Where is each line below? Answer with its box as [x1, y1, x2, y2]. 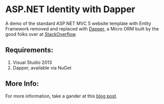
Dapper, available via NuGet [12, 64, 72, 71]
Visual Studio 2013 [12, 59, 52, 65]
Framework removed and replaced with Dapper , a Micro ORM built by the [5, 25, 159, 31]
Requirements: [5, 46, 54, 54]
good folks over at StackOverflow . [5, 31, 77, 37]
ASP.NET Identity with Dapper [5, 4, 135, 15]
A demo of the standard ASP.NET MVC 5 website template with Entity [5, 20, 152, 26]
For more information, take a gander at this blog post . [5, 93, 118, 99]
